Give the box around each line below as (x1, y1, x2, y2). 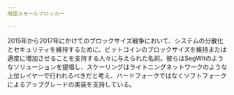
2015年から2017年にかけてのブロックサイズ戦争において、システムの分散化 (7, 36, 224, 45)
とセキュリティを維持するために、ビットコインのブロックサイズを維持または (7, 45, 227, 53)
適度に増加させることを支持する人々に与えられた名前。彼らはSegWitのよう (7, 54, 224, 62)
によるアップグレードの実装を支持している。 (7, 80, 136, 88)
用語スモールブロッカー (7, 10, 65, 17)
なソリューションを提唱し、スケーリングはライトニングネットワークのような (7, 62, 228, 71)
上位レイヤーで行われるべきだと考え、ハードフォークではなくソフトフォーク (7, 71, 227, 80)
